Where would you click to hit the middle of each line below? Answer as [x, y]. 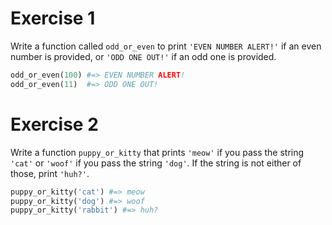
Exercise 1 [53, 18]
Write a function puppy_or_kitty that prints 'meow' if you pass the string [157, 152]
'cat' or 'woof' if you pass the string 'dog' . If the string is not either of [156, 163]
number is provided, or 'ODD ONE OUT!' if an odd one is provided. [143, 56]
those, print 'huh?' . [50, 173]
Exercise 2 [54, 124]
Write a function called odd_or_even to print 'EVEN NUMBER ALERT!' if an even [166, 46]
